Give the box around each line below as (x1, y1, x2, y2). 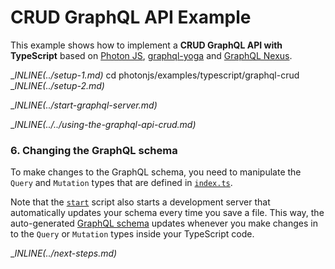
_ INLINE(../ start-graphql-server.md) (10, 99, 158, 111)
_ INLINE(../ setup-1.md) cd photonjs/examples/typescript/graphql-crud (10, 69, 300, 81)
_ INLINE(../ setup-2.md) (10, 79, 105, 91)
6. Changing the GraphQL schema (10, 143, 178, 157)
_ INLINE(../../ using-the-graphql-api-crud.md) (10, 118, 197, 130)
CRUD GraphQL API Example (10, 6, 252, 29)
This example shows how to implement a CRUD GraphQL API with (10, 39, 283, 51)
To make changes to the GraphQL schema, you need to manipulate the (10, 166, 302, 178)
